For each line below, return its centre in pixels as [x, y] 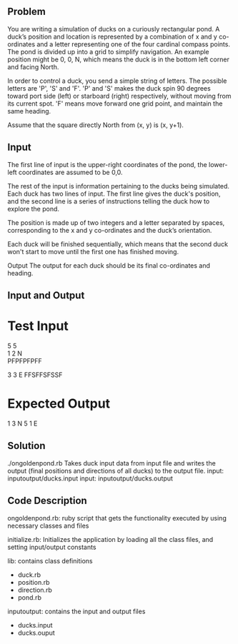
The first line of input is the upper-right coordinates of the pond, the [107, 164]
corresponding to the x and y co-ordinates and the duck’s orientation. [110, 230]
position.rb [34, 582]
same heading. [29, 111]
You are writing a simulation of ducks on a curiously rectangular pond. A [114, 29]
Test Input [38, 326]
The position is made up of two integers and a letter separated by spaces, [116, 222]
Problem [27, 12]
